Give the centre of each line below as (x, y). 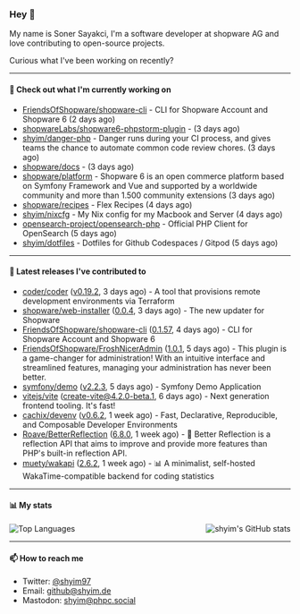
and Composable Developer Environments (100, 424)
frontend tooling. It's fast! (69, 405)
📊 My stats (31, 506)
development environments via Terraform (98, 301)
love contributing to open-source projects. (87, 43)
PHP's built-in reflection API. (75, 453)
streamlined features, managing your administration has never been (146, 367)
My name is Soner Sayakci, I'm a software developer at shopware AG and (144, 34)
